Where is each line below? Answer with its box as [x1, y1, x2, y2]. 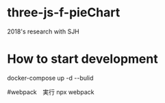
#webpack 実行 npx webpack [7, 87, 94, 96]
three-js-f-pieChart [7, 5, 120, 20]
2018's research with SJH [7, 27, 80, 35]
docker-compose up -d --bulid [7, 74, 94, 82]
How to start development [7, 51, 159, 67]
